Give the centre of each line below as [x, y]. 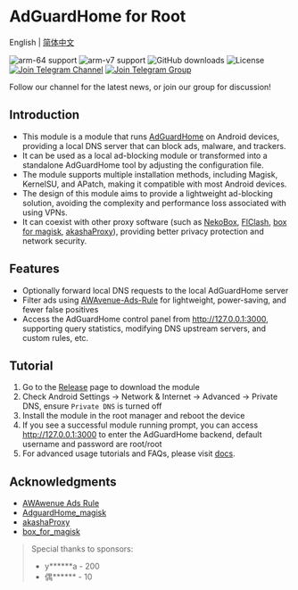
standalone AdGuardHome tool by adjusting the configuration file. [143, 165]
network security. [54, 241]
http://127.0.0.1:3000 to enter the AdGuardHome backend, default [142, 435]
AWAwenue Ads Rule [61, 503]
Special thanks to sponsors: [82, 549]
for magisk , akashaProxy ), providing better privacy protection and [143, 231]
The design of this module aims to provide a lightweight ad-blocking [148, 193]
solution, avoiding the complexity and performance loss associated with [154, 203]
